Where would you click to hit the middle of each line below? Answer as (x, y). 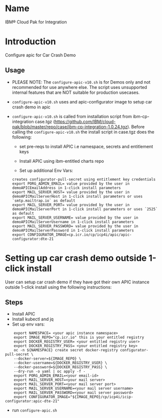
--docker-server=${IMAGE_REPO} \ (48, 359)
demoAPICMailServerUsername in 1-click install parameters (73, 222)
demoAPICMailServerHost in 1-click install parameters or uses (77, 196)
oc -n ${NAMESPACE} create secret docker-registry (66, 350)
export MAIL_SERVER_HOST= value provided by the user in (71, 192)
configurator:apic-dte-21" (32, 401)
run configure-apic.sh (34, 410)
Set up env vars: (28, 324)
